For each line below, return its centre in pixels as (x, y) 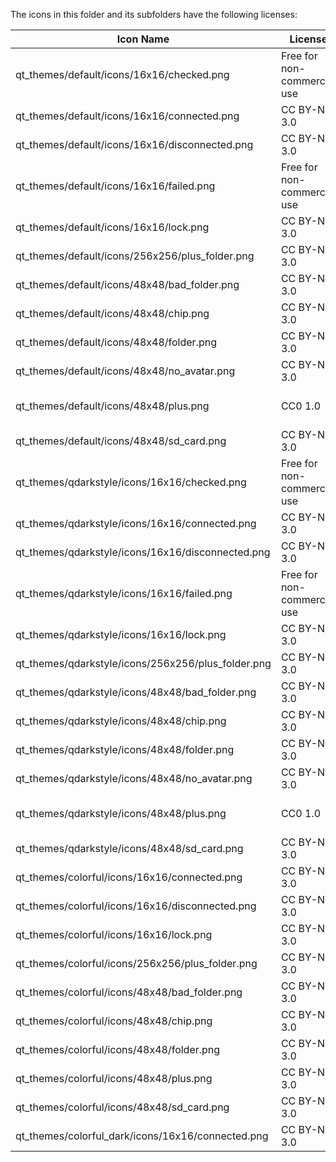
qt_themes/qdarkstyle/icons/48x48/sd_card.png (129, 848)
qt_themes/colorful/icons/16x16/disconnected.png (136, 906)
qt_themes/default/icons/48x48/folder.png (116, 342)
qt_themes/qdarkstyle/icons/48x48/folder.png (125, 749)
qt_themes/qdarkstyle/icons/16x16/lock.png (121, 634)
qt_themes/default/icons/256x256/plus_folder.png (135, 256)
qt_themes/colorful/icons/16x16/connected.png (129, 877)
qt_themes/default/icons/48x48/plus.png (112, 406)
